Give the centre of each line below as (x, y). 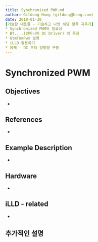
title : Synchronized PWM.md (35, 10)
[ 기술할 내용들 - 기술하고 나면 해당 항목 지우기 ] (50, 24)
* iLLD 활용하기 (20, 43)
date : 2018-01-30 (23, 19)
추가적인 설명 (24, 234)
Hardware (21, 176)
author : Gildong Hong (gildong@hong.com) (50, 15)
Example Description (39, 148)
